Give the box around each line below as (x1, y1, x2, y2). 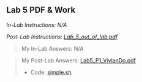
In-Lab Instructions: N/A (6, 21, 67, 28)
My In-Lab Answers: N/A (21, 45, 84, 52)
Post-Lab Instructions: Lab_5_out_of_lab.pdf (6, 33, 118, 40)
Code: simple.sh (30, 69, 72, 76)
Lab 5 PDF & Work (6, 5, 76, 15)
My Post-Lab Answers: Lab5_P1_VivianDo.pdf (21, 56, 136, 64)
